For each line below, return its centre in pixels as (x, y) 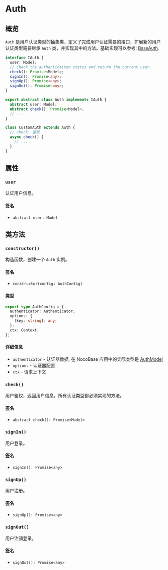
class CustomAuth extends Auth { (40, 128)
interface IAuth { (24, 58)
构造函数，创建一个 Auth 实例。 (37, 259)
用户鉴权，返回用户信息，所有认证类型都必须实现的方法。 (65, 396)
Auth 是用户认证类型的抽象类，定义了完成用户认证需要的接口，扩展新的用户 (83, 42)
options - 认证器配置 (34, 365)
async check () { (27, 137)
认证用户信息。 (21, 193)
